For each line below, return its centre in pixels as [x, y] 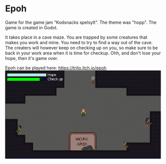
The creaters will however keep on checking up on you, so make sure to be [82, 48]
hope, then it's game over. [32, 58]
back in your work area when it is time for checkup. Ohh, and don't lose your [83, 53]
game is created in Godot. [31, 27]
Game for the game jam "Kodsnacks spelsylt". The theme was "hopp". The [81, 22]
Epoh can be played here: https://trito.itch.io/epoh [56, 68]
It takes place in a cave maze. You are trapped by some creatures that [76, 37]
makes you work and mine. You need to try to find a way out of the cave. [79, 42]
